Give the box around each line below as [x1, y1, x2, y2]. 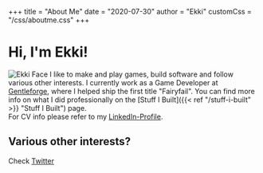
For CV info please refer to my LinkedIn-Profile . [8, 112, 163, 121]
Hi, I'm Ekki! [8, 43, 88, 61]
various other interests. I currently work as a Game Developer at [8, 77, 218, 87]
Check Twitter [8, 155, 54, 166]
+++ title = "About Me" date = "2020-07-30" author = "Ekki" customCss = [8, 7, 253, 16]
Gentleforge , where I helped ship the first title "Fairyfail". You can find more [8, 86, 255, 96]
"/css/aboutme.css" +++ [8, 15, 90, 25]
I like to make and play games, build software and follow [49, 69, 234, 79]
